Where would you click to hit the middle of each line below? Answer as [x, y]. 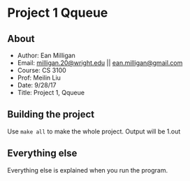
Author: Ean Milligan [46, 55]
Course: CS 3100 [42, 70]
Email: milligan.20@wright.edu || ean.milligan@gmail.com [100, 63]
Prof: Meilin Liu [39, 78]
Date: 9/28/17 [37, 85]
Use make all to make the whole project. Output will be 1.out [94, 131]
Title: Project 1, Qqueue [51, 93]
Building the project [51, 114]
